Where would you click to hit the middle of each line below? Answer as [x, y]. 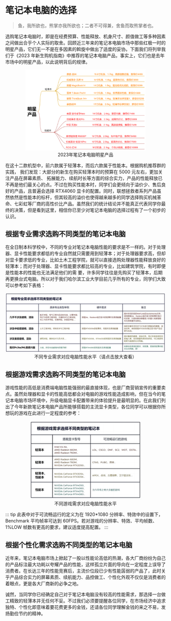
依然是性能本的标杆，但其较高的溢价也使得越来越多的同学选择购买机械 [83, 197]
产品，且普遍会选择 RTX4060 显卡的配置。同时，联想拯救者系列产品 [85, 191]
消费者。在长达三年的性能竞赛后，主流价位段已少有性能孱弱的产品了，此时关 [85, 571]
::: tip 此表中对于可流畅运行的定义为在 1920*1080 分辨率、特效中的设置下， [84, 514]
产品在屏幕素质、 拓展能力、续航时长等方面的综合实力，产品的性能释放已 [86, 178]
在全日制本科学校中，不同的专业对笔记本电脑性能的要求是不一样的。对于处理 [85, 247]
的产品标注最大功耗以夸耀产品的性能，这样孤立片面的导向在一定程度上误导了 [85, 564]
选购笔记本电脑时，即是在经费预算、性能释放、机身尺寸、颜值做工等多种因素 [85, 36]
